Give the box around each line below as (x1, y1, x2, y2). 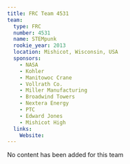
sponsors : (13, 55, 41, 62)
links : (13, 125, 32, 132)
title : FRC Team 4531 (7, 10, 69, 17)
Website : (19, 132, 45, 139)
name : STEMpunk (13, 36, 57, 43)
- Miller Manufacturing (19, 87, 88, 94)
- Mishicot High (19, 119, 67, 126)
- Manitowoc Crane (19, 74, 72, 81)
